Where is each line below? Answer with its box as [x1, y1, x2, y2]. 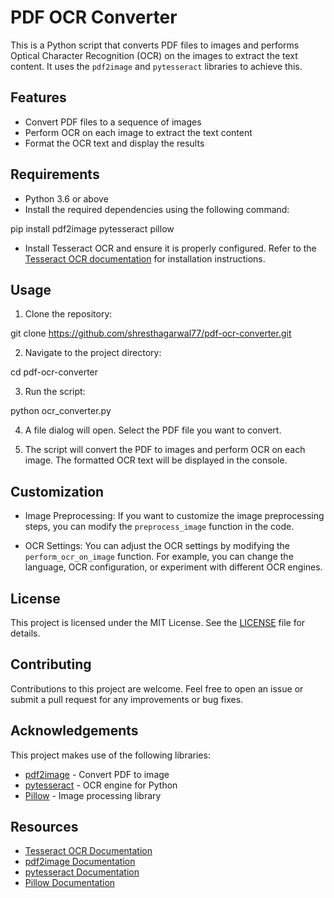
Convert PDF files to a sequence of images [24, 116, 202, 128]
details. [10, 627, 41, 639]
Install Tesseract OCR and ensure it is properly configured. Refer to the [24, 242, 317, 254]
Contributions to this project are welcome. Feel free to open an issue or [10, 682, 304, 695]
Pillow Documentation [24, 877, 116, 889]
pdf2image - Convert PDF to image [24, 768, 170, 780]
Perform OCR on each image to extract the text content [24, 126, 253, 138]
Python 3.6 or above [24, 192, 109, 205]
